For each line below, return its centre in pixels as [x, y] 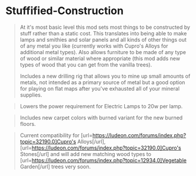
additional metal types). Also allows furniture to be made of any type [103, 52]
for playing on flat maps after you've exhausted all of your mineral [100, 88]
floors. [28, 124]
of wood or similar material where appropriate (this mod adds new [100, 58]
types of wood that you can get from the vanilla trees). [86, 64]
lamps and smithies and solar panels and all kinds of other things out [103, 39]
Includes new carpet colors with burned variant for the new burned [101, 117]
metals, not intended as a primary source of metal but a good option [102, 82]
